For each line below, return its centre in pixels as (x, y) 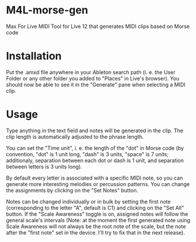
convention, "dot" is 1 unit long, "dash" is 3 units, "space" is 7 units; (87, 154)
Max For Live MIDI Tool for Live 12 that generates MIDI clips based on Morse (98, 26)
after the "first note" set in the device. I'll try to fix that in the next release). (96, 232)
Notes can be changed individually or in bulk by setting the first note (88, 201)
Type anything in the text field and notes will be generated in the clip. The (94, 130)
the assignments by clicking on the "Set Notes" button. (72, 190)
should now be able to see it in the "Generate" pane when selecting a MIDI (96, 85)
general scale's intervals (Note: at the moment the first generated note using (98, 220)
